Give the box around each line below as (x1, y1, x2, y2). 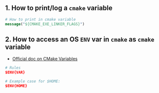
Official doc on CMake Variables (12, 56, 78, 62)
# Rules (5, 65, 21, 70)
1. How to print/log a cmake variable (5, 4, 113, 12)
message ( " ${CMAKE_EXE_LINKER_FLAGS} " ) (5, 22, 85, 27)
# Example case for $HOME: (5, 79, 61, 84)
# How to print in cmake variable (5, 17, 76, 22)
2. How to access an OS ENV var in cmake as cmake (5, 35, 155, 43)
